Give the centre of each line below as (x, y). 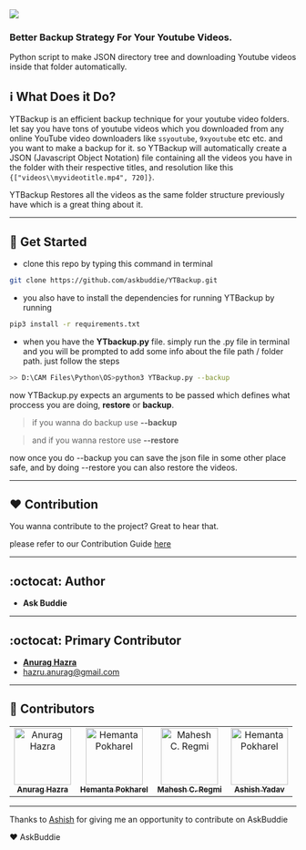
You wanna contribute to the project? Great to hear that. (114, 527)
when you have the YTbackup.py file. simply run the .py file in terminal (156, 342)
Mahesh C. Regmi (189, 789)
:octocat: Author (58, 581)
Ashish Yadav (259, 789)
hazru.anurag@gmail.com (71, 671)
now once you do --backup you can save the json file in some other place (148, 457)
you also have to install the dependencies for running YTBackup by (148, 297)
